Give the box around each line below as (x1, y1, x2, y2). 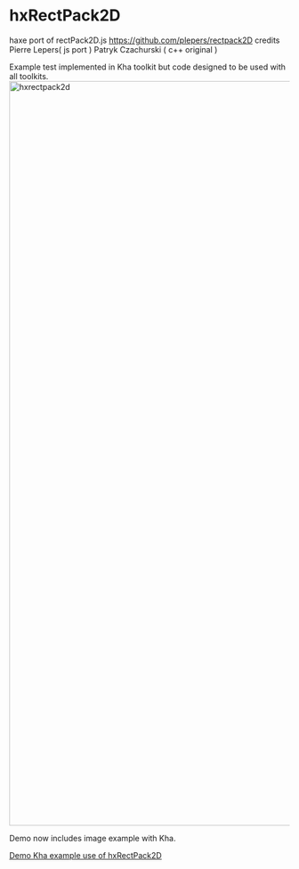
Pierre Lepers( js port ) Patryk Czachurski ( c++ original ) (9, 44, 218, 54)
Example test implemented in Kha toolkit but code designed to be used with (9, 61, 287, 72)
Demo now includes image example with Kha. (9, 832, 176, 843)
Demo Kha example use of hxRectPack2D (9, 849, 162, 860)
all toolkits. (9, 70, 49, 81)
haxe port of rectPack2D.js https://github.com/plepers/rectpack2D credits (9, 35, 280, 45)
